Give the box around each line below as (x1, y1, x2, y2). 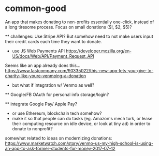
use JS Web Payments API (12, 48, 65, 54)
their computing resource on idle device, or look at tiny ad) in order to (12, 121, 151, 126)
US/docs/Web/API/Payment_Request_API (12, 53, 94, 59)
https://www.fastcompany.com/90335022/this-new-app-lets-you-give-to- (5, 67, 154, 73)
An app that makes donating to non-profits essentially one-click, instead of (5, 19, 154, 25)
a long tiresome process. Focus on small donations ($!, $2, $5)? (5, 24, 132, 30)
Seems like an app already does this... (5, 62, 81, 68)
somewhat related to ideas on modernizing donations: (5, 135, 113, 141)
